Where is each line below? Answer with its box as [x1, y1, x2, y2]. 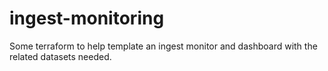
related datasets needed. [9, 50, 112, 62]
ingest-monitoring [9, 7, 165, 30]
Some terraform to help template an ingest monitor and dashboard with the [9, 40, 318, 52]
